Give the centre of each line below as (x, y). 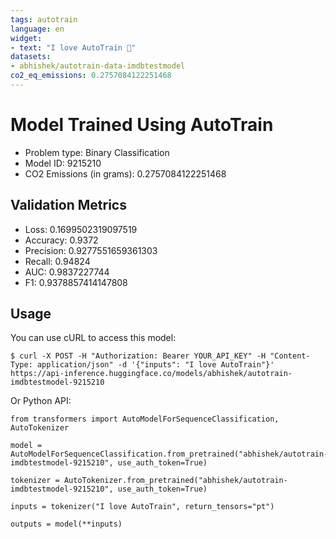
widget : (26, 38)
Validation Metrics (68, 205)
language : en (37, 29)
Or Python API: (41, 401)
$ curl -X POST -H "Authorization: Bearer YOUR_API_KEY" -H (138, 356)
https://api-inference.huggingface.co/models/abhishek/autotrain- (151, 374)
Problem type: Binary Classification (97, 152)
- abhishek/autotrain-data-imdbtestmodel (98, 66)
